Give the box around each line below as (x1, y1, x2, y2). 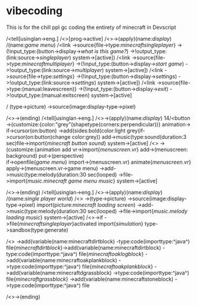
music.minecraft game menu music (27, 177, 113, 184)
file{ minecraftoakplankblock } (82, 263, 153, 270)
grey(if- (126, 127, 146, 134)
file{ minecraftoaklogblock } (78, 250, 144, 258)
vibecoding (6, 4, 63, 18)
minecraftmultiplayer (21, 60, 73, 67)
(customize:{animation (6, 146, 61, 153)
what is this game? (80, 47, 127, 54)
